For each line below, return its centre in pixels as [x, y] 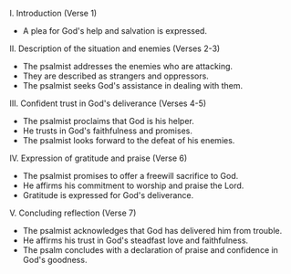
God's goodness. [55, 260]
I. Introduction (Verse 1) [53, 13]
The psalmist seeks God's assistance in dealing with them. [133, 85]
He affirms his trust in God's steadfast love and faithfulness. [135, 240]
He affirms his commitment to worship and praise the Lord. [133, 185]
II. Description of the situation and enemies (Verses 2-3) [115, 48]
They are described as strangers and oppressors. [116, 76]
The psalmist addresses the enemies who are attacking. [128, 66]
